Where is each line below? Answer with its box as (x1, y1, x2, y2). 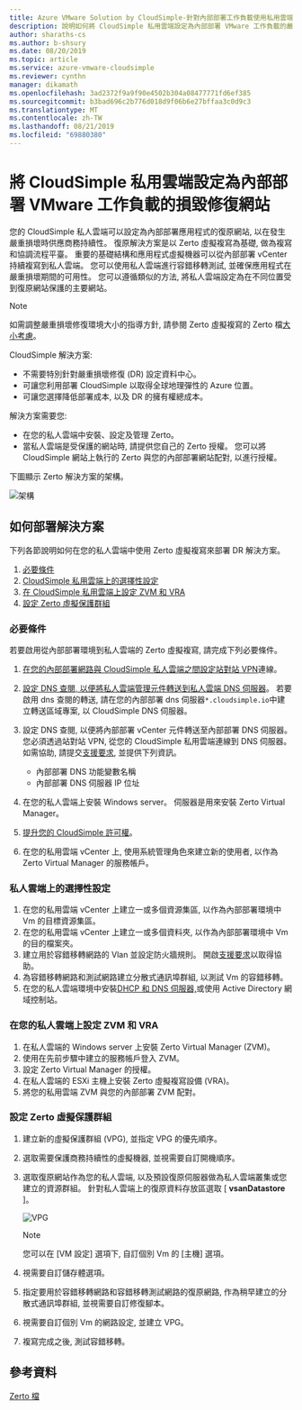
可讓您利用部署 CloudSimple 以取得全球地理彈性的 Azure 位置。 (22, 379, 259, 390)
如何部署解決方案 (9, 519, 104, 534)
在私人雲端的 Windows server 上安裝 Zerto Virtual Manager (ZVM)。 (22, 1042, 276, 1052)
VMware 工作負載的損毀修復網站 (28, 195, 271, 215)
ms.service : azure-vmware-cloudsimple (9, 64, 155, 73)
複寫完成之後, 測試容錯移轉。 (22, 1335, 130, 1347)
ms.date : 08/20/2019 (9, 47, 87, 56)
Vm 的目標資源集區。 (22, 915, 101, 926)
